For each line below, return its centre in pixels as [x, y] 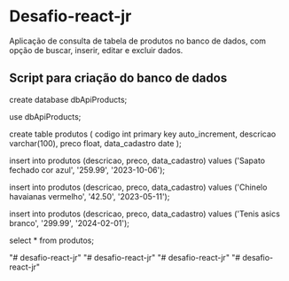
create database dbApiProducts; [68, 99]
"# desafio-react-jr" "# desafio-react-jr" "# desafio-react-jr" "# [125, 257]
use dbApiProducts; [45, 116]
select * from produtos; [52, 240]
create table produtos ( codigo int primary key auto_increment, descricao [143, 134]
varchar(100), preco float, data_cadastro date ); [95, 143]
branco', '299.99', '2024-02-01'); [70, 222]
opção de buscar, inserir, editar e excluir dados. [96, 50]
